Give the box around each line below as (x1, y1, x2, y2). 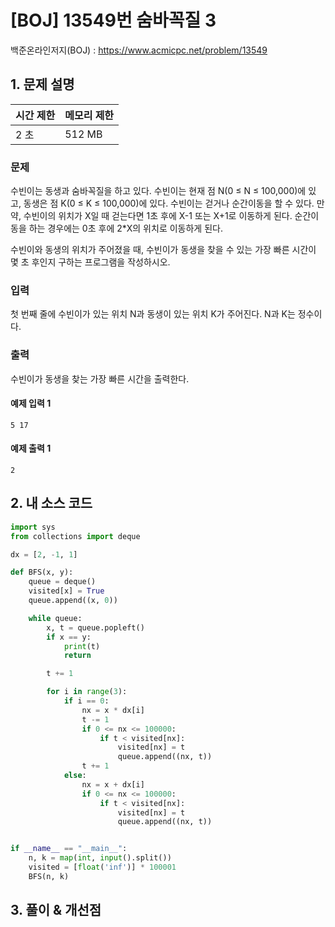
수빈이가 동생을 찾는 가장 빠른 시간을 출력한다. (10, 372, 190, 385)
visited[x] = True (28, 586, 105, 596)
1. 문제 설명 (10, 76, 75, 93)
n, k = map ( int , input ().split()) (28, 853, 172, 863)
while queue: (28, 613, 83, 623)
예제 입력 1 (10, 397, 52, 410)
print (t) (63, 641, 101, 651)
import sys (10, 522, 56, 532)
